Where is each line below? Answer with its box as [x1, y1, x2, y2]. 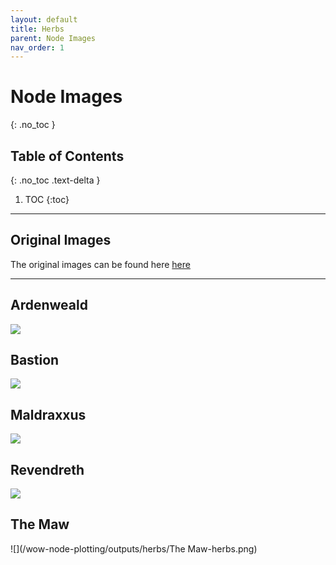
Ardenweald [10, 297, 88, 314]
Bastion [10, 352, 60, 369]
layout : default [10, 14, 78, 25]
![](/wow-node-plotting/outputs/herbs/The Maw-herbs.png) [10, 542, 258, 555]
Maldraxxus [10, 406, 87, 423]
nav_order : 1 [10, 42, 65, 53]
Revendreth [10, 461, 85, 478]
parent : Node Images [10, 33, 97, 43]
